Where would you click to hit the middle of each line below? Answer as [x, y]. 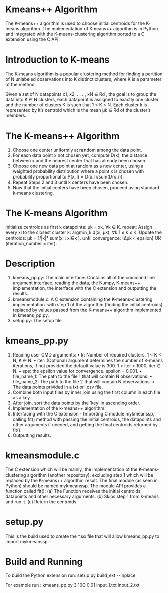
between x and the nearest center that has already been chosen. [79, 160]
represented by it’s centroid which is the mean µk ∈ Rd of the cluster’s [78, 110]
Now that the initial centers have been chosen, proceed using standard [86, 187]
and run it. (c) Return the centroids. [41, 501]
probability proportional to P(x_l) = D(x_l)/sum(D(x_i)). [68, 176]
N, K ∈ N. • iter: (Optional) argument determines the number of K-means [88, 360]
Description [30, 263]
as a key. [22, 397]
